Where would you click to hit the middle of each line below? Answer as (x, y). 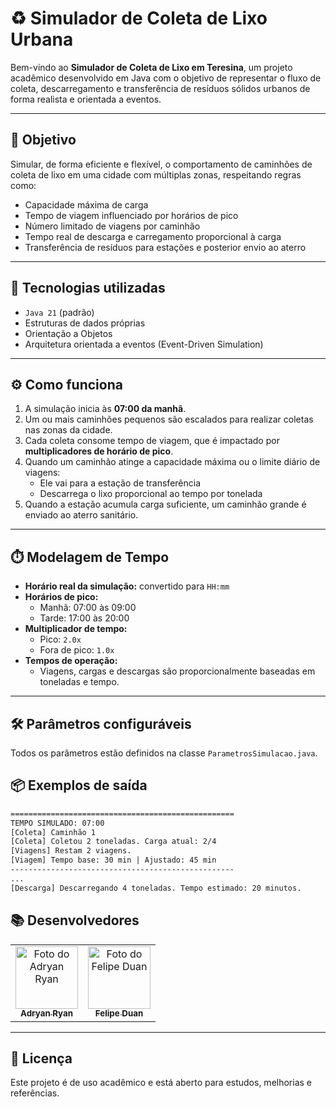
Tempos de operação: (71, 661)
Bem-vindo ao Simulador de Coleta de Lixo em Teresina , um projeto (151, 67)
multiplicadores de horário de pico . (99, 451)
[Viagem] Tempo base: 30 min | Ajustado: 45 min (113, 860)
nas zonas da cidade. (68, 430)
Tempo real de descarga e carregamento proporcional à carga (153, 236)
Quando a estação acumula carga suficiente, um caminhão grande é (165, 504)
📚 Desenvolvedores (75, 920)
